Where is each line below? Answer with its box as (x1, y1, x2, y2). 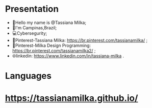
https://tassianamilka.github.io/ (5, 93, 138, 104)
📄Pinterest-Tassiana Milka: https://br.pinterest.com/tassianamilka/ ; (12, 37, 148, 43)
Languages (5, 70, 51, 82)
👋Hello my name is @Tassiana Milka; (12, 20, 87, 25)
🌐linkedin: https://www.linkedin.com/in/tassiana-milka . (12, 53, 124, 59)
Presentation (5, 3, 59, 15)
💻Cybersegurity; (12, 30, 48, 36)
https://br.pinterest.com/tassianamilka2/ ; (12, 47, 96, 53)
